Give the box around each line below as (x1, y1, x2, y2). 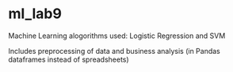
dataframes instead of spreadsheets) (8, 55, 129, 64)
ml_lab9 (8, 5, 62, 23)
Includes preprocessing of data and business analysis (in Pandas (8, 46, 220, 55)
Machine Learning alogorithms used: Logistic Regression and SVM (8, 31, 226, 40)
